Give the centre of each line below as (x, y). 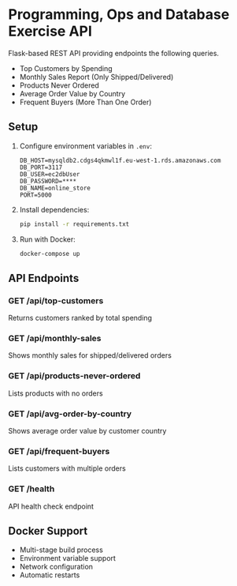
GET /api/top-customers (56, 300)
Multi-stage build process (61, 550)
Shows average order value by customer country (87, 431)
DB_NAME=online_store (55, 188)
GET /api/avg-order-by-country (70, 414)
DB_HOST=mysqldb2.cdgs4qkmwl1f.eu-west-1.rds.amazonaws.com (120, 160)
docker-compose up (50, 254)
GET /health (31, 489)
